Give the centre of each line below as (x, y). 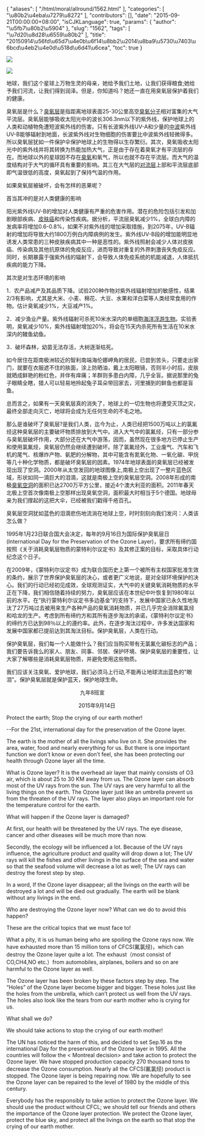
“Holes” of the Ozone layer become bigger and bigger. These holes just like (101, 987)
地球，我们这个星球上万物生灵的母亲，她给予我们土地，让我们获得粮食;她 (98, 83)
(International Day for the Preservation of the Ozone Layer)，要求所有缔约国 (102, 541)
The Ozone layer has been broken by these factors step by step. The (93, 981)
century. (17, 1089)
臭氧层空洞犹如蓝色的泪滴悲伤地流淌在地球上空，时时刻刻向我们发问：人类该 (103, 513)
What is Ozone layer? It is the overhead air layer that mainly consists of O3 (100, 772)
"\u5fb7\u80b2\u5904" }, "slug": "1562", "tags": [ (68, 28)
